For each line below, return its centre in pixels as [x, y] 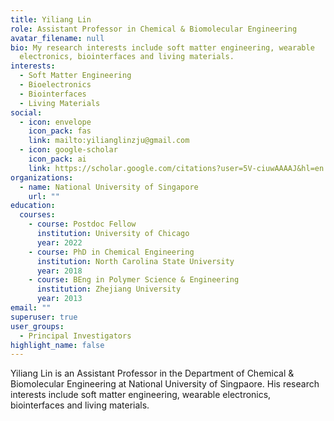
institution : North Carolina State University [135, 261]
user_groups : [37, 326]
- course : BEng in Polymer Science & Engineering [134, 280]
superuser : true [44, 317]
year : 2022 [59, 242]
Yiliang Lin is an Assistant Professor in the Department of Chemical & [152, 373]
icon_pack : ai [57, 159]
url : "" [44, 196]
